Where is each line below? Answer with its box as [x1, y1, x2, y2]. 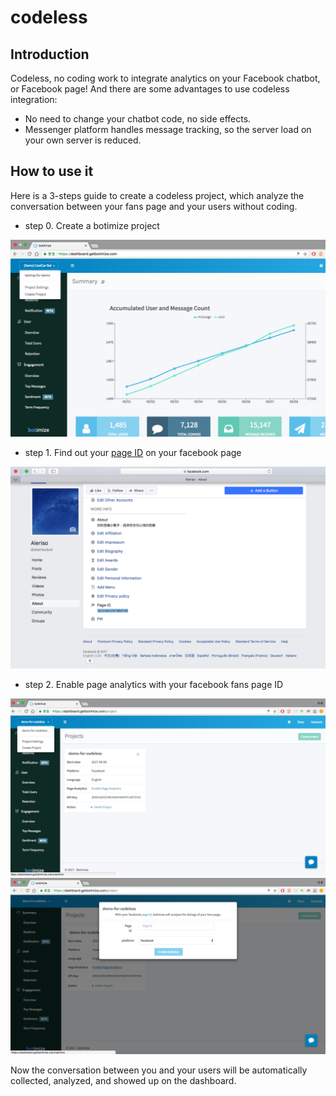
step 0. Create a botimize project [24, 219, 160, 231]
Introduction [10, 46, 90, 63]
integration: [10, 94, 58, 105]
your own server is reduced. [24, 134, 142, 146]
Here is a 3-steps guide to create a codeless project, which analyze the [10, 189, 305, 201]
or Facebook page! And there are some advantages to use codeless [10, 83, 290, 95]
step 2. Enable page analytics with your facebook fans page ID [24, 679, 284, 691]
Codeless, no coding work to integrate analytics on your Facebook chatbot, [10, 72, 321, 84]
